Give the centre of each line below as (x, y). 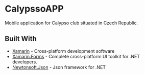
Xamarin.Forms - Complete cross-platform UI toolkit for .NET (76, 56)
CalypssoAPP (34, 9)
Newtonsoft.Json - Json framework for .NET (59, 67)
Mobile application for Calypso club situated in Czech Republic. (71, 23)
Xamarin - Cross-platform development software (63, 51)
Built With (21, 39)
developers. (25, 62)
